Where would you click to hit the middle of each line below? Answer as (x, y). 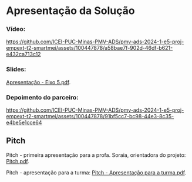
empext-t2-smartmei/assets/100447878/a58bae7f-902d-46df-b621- (90, 48)
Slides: (16, 70)
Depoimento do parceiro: (42, 97)
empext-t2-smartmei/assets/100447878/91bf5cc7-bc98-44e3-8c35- (90, 116)
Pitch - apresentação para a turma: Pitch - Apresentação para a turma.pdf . (96, 172)
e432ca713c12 (23, 54)
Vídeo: (16, 29)
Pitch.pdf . (18, 161)
